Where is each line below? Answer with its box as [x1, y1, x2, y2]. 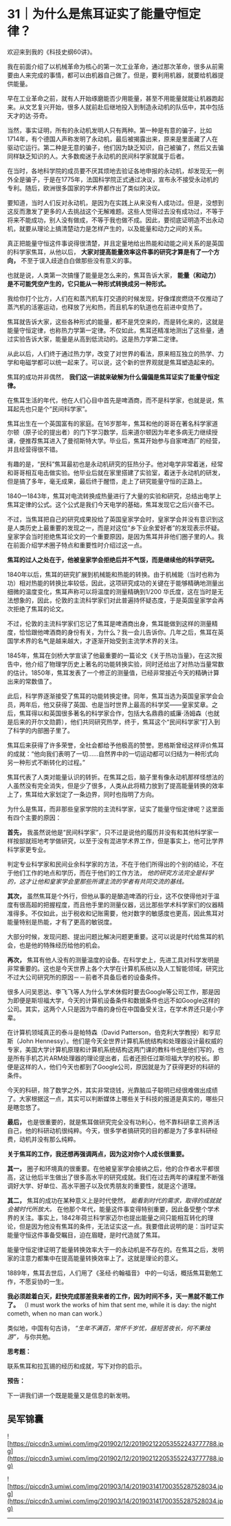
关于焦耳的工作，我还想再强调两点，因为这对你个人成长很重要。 [7, 1149, 188, 1158]
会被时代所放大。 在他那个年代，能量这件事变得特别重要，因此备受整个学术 [7, 1205, 220, 1213]
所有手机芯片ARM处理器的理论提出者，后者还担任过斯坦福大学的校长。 [12, 1053, 214, 1062]
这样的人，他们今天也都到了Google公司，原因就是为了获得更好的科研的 [19, 1062, 221, 1071]
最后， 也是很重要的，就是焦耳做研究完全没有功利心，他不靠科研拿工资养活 [7, 1118, 220, 1126]
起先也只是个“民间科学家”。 [12, 404, 91, 413]
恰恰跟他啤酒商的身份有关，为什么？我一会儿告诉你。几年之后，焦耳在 [19, 628, 218, 636]
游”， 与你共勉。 [7, 1332, 54, 1340]
